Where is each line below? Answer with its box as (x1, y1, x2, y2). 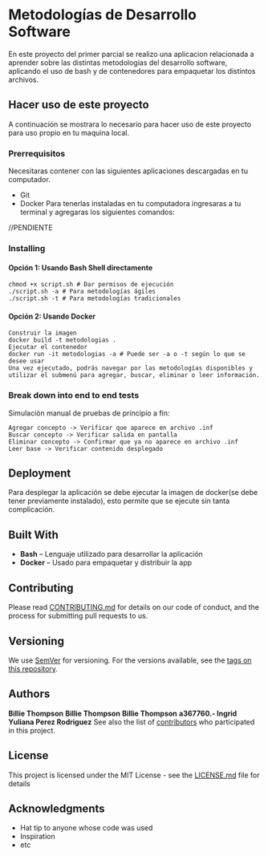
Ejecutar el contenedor (8, 343, 88, 351)
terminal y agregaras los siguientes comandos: (19, 207, 175, 217)
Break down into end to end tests (8, 390, 140, 401)
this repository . (8, 663, 59, 673)
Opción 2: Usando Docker (8, 311, 96, 321)
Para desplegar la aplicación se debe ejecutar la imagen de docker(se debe (8, 488, 258, 497)
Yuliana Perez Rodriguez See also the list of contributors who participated (8, 716, 255, 727)
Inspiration (19, 832, 55, 842)
